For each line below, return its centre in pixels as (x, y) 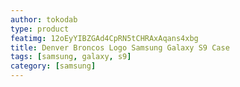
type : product (40, 29)
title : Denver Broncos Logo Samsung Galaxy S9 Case (120, 47)
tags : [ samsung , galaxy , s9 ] (71, 57)
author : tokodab (44, 19)
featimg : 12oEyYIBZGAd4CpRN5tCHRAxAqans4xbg (104, 38)
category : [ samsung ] (53, 66)
